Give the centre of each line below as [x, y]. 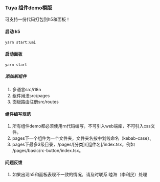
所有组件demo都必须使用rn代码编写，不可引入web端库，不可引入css [81, 126]
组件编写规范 [18, 114]
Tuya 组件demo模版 [29, 7]
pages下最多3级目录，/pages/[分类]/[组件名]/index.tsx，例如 [73, 144]
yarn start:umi [21, 42]
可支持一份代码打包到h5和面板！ [38, 19]
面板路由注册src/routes [35, 102]
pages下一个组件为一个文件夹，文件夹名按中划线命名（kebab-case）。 [83, 138]
